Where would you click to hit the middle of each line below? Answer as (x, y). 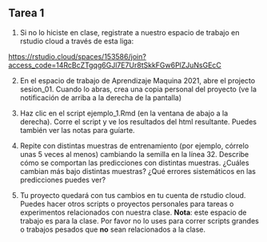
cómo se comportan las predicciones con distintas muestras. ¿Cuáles (134, 163)
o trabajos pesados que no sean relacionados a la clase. (113, 229)
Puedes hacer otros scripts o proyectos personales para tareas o (127, 204)
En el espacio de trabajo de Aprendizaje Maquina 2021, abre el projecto (137, 80)
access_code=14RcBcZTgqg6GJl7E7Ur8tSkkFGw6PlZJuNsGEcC (115, 65)
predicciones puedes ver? (63, 179)
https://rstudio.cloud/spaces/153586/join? (77, 56)
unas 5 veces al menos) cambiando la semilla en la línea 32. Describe (134, 154)
